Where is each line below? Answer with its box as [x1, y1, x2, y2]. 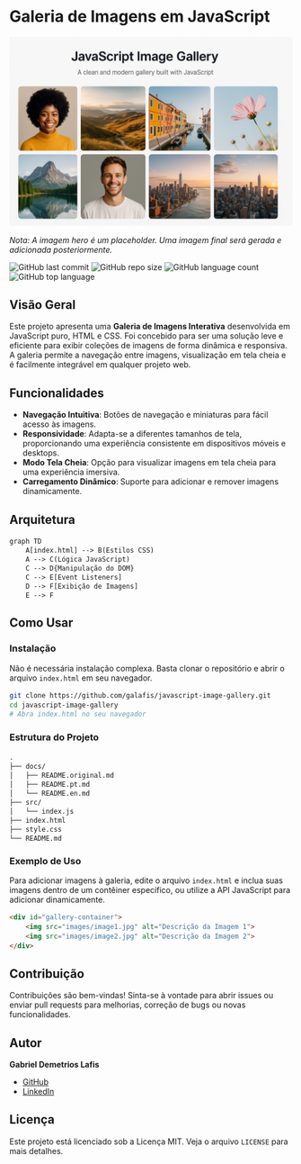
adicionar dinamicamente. [9, 894, 106, 905]
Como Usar [9, 615, 74, 631]
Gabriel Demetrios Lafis [9, 1060, 100, 1070]
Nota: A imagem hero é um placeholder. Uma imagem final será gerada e [9, 234, 282, 245]
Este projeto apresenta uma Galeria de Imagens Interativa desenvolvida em [9, 321, 290, 332]
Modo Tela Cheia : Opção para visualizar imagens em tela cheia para [22, 457, 277, 468]
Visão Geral [9, 297, 76, 312]
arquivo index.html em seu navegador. [9, 672, 153, 683]
